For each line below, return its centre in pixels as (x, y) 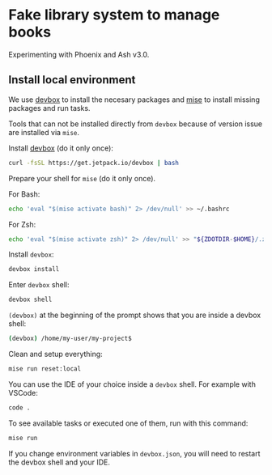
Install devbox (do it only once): (61, 148)
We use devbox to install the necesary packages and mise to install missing (134, 100)
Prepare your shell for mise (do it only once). (82, 178)
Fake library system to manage (114, 15)
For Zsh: (22, 224)
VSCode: (23, 392)
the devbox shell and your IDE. (59, 462)
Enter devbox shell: (39, 285)
